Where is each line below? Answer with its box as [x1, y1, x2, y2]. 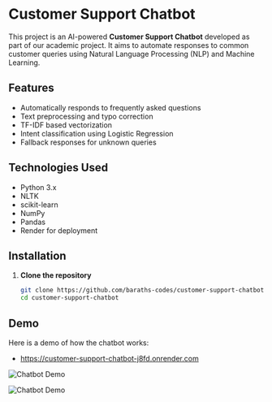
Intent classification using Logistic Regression [19, 128, 174, 138]
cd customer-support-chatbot [19, 294, 119, 302]
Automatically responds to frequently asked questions [19, 102, 201, 112]
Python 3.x [19, 182, 57, 192]
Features [8, 81, 54, 95]
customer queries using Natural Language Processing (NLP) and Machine [8, 49, 255, 58]
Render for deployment [19, 225, 98, 236]
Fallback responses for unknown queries [19, 137, 157, 147]
